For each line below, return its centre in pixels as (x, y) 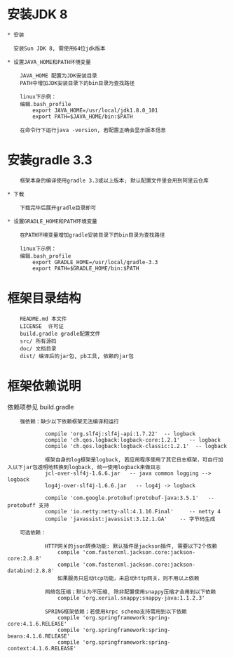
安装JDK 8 (37, 14)
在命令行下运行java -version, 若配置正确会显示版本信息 (93, 130)
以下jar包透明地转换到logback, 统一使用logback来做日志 (87, 467)
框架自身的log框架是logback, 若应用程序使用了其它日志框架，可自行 (131, 460)
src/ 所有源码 (38, 341)
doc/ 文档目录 (38, 348)
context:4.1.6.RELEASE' (42, 648)
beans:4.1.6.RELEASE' (39, 636)
